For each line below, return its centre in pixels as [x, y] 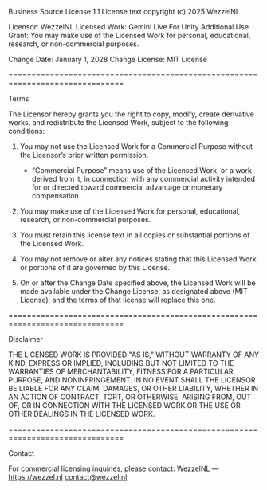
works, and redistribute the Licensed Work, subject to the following [118, 122]
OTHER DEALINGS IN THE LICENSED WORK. [82, 414]
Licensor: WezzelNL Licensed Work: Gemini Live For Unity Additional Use [129, 27]
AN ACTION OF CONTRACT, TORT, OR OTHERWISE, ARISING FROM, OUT [130, 397]
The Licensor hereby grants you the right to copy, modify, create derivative [132, 114]
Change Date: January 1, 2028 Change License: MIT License [108, 59]
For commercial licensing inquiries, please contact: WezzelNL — [114, 468]
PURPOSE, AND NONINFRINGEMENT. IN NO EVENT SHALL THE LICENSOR [132, 380]
